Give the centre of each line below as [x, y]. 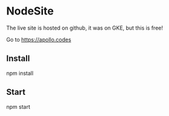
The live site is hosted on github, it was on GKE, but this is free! [84, 28]
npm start [18, 106]
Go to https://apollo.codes [39, 39]
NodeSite [30, 11]
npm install [20, 73]
